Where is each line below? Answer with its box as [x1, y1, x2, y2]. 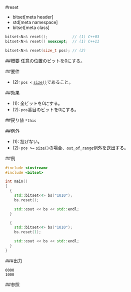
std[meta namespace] [12, 20, 58, 25]
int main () [5, 179, 28, 184]
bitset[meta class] [12, 25, 50, 31]
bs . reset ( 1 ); [14, 230, 41, 235]
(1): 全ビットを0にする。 [12, 100, 62, 106]
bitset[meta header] [12, 14, 53, 20]
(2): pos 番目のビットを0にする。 [12, 106, 79, 112]
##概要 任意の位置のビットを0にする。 [5, 58, 85, 64]
